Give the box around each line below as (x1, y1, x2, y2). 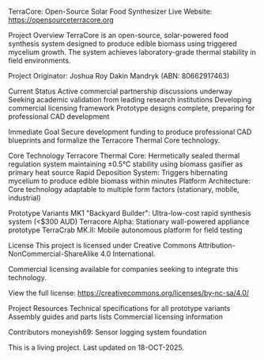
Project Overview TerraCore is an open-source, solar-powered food (8, 31, 229, 40)
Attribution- (198, 241, 236, 250)
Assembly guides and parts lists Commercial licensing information (8, 312, 224, 321)
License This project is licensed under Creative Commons (8, 241, 197, 250)
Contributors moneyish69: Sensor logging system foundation (8, 327, 207, 336)
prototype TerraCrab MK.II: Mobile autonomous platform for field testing (8, 225, 243, 235)
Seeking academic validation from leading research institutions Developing (8, 95, 252, 104)
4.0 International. (100, 249, 156, 259)
